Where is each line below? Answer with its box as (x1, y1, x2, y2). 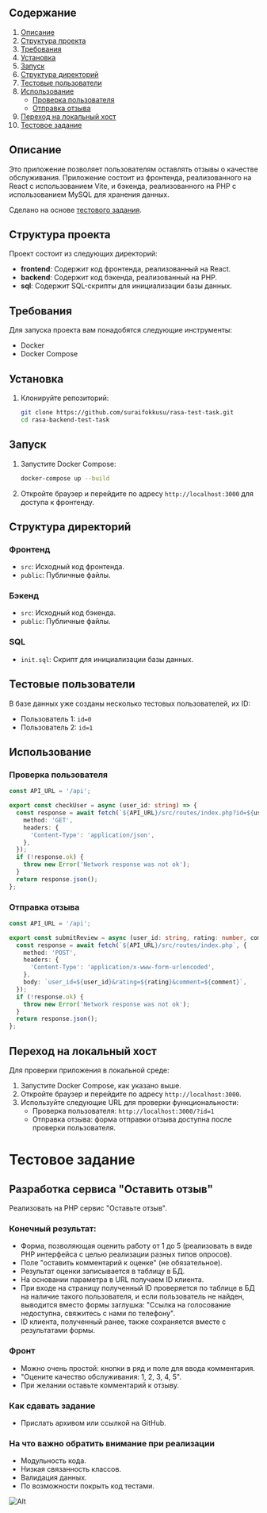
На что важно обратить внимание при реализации (9, 1438, 215, 1449)
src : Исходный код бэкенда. (20, 608, 116, 618)
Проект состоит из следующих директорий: (9, 249, 158, 259)
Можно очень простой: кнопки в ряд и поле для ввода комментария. (20, 1363, 256, 1372)
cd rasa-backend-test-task (20, 416, 110, 424)
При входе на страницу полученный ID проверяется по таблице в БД (20, 1284, 256, 1293)
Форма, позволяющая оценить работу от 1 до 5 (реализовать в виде (20, 1242, 253, 1251)
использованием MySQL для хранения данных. (9, 190, 170, 199)
